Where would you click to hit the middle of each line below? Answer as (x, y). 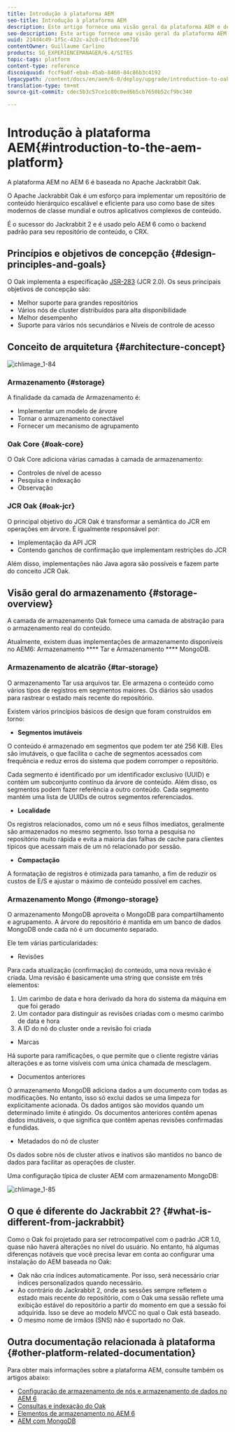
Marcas (28, 1042)
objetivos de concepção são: (49, 289)
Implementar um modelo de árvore (67, 410)
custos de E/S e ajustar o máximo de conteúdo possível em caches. (105, 881)
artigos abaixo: (29, 1377)
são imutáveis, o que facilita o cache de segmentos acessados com (105, 753)
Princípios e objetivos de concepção (88, 254)
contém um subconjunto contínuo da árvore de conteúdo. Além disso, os (112, 782)
